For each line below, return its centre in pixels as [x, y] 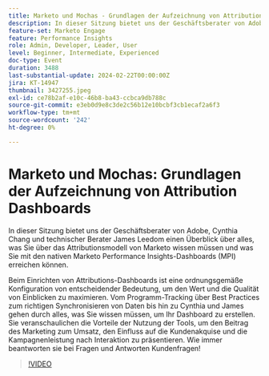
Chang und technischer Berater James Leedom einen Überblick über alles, [131, 239]
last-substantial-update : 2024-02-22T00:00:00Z [89, 75]
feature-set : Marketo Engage [57, 30]
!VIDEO [40, 364]
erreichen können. [38, 265]
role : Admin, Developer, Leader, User [73, 46]
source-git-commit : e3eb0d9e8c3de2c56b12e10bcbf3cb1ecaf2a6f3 [114, 105]
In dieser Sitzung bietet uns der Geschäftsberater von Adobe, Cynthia [123, 230]
